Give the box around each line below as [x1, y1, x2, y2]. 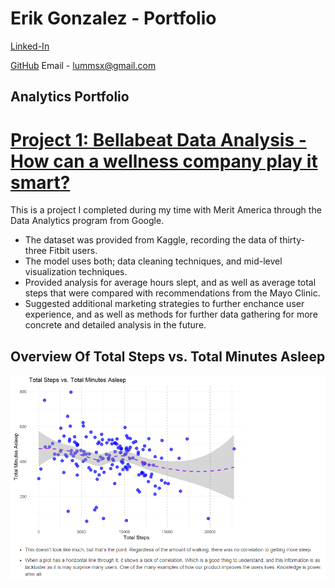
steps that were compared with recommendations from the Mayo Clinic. [24, 287, 321, 299]
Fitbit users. [48, 245, 98, 257]
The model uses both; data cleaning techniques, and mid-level [24, 255, 283, 267]
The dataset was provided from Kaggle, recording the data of [24, 234, 278, 246]
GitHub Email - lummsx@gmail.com [10, 59, 157, 71]
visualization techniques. [24, 266, 128, 278]
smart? [10, 171, 71, 194]
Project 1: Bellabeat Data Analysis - [10, 128, 307, 151]
